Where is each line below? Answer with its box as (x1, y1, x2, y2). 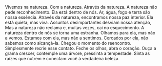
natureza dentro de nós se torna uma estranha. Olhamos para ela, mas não (5, 30, 156, 35)
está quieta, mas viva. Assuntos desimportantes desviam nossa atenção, (5, 19, 152, 25)
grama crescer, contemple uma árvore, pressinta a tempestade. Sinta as (5, 50, 150, 56)
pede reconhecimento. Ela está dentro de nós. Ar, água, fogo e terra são (5, 9, 150, 15)
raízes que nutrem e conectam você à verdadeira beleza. (5, 56, 120, 61)
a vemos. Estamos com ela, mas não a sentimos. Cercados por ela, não (5, 35, 149, 41)
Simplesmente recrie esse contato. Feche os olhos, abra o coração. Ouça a (5, 46, 156, 51)
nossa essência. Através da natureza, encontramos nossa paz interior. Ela (5, 15, 154, 20)
